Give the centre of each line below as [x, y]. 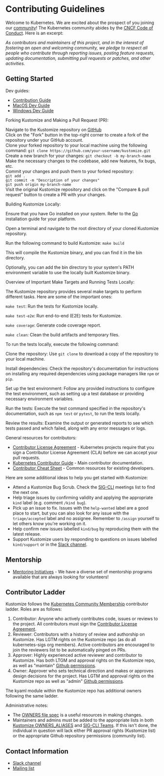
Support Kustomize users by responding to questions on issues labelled [85, 539]
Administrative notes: [27, 705]
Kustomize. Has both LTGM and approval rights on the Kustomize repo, [84, 660]
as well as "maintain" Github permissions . [54, 666]
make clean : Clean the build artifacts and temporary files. [63, 335]
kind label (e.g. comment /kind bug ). [50, 503]
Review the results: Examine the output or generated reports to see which [80, 423]
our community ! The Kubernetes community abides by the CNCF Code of [79, 27]
